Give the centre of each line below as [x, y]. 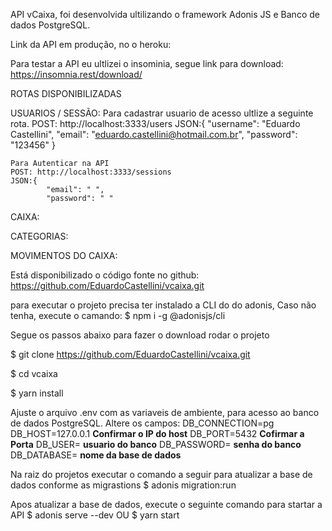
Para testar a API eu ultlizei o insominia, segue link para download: [147, 63]
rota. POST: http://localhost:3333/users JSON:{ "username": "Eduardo [155, 123]
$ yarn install [37, 393]
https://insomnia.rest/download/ [76, 74]
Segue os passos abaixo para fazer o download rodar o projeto [140, 335]
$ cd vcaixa [34, 373]
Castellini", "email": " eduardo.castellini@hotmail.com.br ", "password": [154, 134]
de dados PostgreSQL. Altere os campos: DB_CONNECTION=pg [142, 423]
